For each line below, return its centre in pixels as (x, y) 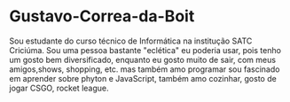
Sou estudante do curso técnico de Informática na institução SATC (131, 41)
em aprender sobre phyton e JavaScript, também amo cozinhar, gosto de (143, 78)
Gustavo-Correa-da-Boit (102, 16)
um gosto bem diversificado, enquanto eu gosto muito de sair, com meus (143, 59)
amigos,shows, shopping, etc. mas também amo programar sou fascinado (145, 69)
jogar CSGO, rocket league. (59, 88)
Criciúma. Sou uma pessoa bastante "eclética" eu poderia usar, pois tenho (145, 50)
